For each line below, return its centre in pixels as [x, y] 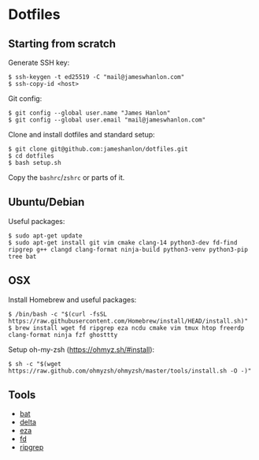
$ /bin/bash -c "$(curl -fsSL [58, 314]
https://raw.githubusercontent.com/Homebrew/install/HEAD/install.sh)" [128, 321]
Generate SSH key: [39, 62]
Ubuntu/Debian [46, 202]
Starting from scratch [62, 44]
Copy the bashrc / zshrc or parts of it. [67, 178]
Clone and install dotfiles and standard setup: [81, 135]
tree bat [22, 256]
